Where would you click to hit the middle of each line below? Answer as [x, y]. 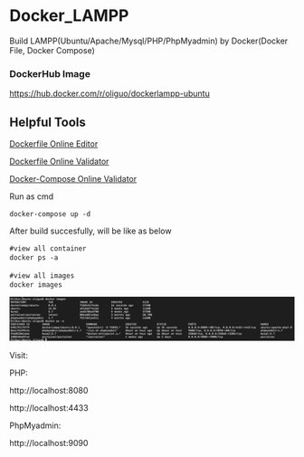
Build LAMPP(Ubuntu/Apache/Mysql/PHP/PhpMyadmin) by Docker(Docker [149, 41]
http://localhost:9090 [49, 443]
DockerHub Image [50, 73]
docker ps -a [34, 258]
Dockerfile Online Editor [54, 144]
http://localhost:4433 [49, 407]
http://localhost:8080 [49, 390]
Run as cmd [32, 196]
